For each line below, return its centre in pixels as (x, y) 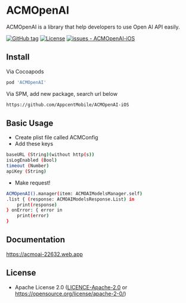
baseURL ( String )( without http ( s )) (50, 155)
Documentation (36, 240)
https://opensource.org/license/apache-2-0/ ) (70, 293)
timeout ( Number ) (28, 166)
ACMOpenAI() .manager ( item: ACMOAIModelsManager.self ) (75, 193)
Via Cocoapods (25, 71)
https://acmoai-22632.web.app (45, 254)
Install (18, 57)
